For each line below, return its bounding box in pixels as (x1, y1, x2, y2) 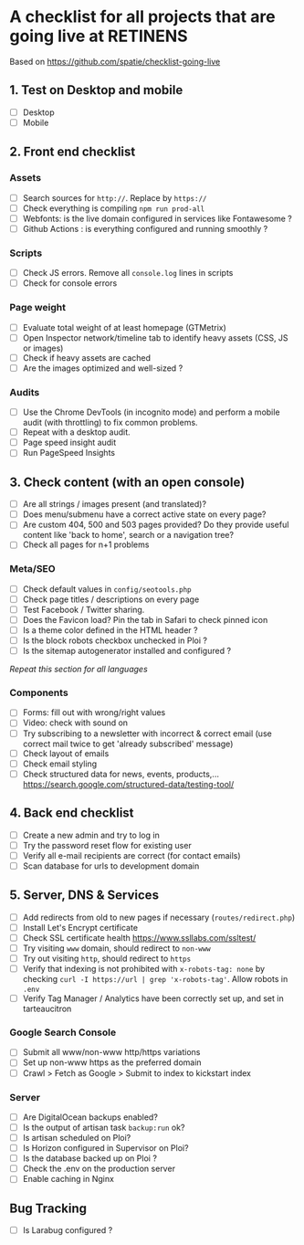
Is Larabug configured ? (22, 1225, 113, 1236)
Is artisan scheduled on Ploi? (22, 1133, 131, 1144)
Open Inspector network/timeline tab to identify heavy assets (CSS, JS (22, 332, 289, 343)
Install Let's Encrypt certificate (22, 922, 139, 933)
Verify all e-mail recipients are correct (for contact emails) (22, 849, 241, 860)
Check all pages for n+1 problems (22, 539, 150, 550)
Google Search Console (9, 1026, 117, 1039)
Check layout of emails (22, 747, 110, 759)
